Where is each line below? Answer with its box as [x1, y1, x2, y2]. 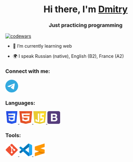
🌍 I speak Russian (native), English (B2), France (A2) [12, 53, 124, 59]
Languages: [5, 99, 36, 106]
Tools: [5, 132, 21, 139]
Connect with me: [5, 68, 50, 75]
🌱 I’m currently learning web [12, 43, 72, 49]
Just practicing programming [48, 22, 123, 29]
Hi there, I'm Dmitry [43, 4, 128, 15]
